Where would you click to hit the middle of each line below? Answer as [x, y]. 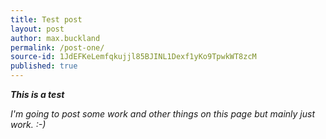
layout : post [37, 29]
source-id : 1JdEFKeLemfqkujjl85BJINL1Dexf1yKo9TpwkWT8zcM [133, 57]
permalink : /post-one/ [57, 47]
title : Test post [46, 19]
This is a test [37, 94]
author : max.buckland [55, 38]
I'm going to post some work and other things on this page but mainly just [163, 114]
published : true [44, 66]
